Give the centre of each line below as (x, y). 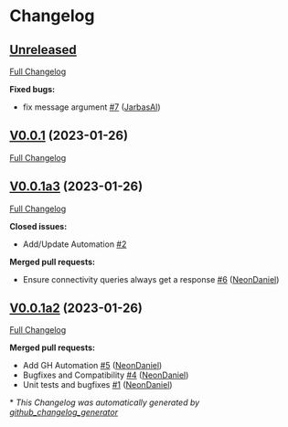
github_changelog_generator (64, 412)
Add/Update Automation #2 (75, 244)
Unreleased (43, 50)
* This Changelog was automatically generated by (105, 402)
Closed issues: (38, 226)
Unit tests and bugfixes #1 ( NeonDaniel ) (97, 385)
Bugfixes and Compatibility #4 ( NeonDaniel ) (106, 375)
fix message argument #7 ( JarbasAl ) (91, 107)
